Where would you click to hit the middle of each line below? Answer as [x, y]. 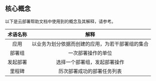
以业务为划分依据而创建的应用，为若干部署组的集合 [90, 44]
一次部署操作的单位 [90, 53]
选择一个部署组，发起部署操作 [90, 62]
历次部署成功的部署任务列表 [90, 71]
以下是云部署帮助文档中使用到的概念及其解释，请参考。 [60, 21]
